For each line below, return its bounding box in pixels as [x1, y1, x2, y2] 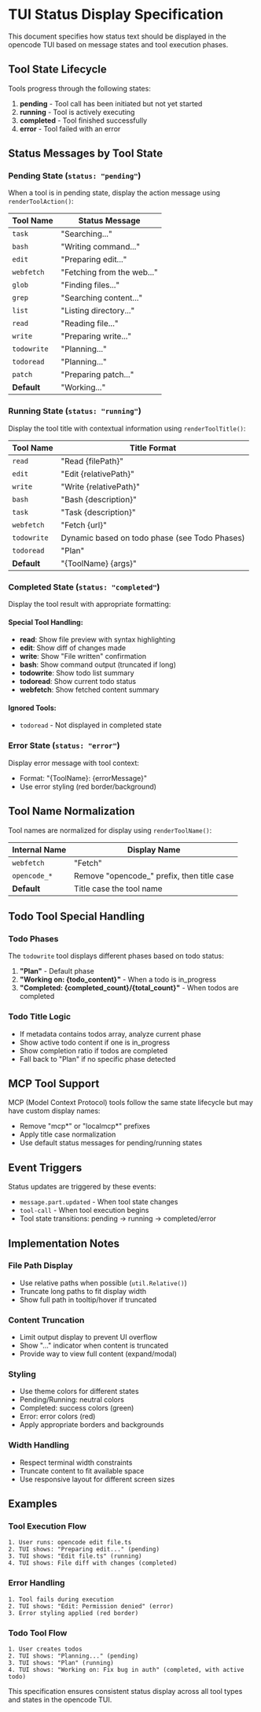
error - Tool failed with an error [19, 124, 121, 133]
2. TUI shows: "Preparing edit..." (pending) [8, 1545, 160, 1554]
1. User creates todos [8, 1645, 83, 1654]
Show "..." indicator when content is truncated [19, 1340, 169, 1351]
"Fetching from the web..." [61, 267, 159, 278]
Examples [8, 1497, 57, 1510]
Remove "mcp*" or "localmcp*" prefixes [19, 1122, 151, 1131]
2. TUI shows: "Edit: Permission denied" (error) [8, 1602, 175, 1610]
